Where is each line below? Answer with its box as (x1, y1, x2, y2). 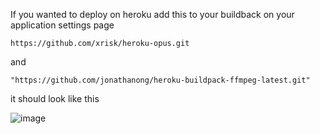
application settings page (10, 19, 115, 31)
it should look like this (10, 93, 100, 104)
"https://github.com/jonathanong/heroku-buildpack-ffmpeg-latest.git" (10, 75, 311, 85)
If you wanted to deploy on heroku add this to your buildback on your (10, 9, 295, 20)
